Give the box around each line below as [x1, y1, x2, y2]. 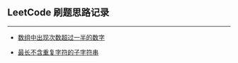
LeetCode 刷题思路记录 [7, 6, 110, 19]
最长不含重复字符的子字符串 [17, 48, 99, 56]
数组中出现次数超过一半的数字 [17, 33, 105, 41]
